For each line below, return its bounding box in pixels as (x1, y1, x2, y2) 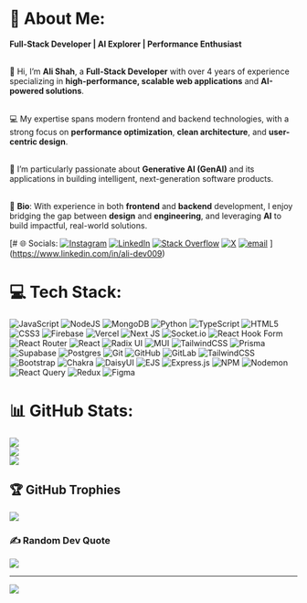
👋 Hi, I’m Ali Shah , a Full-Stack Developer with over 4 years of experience (9, 66, 290, 77)
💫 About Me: (9, 8, 106, 29)
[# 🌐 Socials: (9, 238, 58, 249)
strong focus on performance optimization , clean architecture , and (9, 126, 267, 137)
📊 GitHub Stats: (9, 401, 134, 421)
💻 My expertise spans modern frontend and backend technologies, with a (9, 113, 290, 124)
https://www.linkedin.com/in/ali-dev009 (12, 248, 163, 259)
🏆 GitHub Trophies (9, 482, 122, 498)
